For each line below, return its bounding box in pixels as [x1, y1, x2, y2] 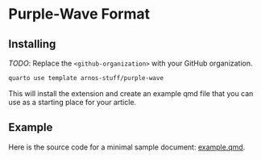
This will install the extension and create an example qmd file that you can [8, 88, 254, 98]
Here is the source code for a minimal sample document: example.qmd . [8, 142, 246, 152]
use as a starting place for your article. [8, 97, 137, 107]
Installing [8, 37, 56, 51]
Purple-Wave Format [8, 5, 151, 23]
